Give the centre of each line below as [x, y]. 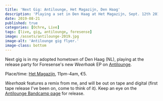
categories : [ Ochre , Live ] [32, 28]
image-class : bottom [26, 45]
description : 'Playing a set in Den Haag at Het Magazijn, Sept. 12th [78, 14]
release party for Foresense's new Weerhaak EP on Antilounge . [68, 64]
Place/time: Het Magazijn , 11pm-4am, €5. [46, 73]
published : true [21, 23]
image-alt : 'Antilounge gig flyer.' [42, 41]
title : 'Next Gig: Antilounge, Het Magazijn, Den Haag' [63, 9]
